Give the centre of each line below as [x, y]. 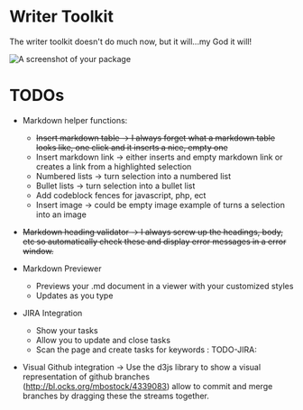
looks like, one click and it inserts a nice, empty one [132, 147]
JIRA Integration [52, 313]
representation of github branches [86, 377]
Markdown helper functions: [75, 120]
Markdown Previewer [62, 269]
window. [38, 251]
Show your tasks [67, 330]
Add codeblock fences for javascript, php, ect [121, 195]
